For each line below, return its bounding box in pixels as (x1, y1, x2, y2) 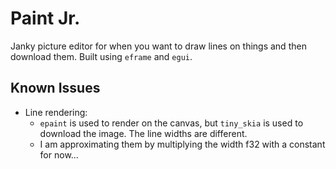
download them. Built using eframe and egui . (10, 50, 193, 62)
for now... (39, 148, 79, 161)
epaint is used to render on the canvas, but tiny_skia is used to (39, 117, 304, 129)
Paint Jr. (10, 7, 81, 30)
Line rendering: (24, 106, 88, 118)
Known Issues (10, 80, 101, 97)
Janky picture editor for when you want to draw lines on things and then (10, 40, 307, 52)
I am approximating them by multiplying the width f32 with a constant (39, 138, 326, 150)
